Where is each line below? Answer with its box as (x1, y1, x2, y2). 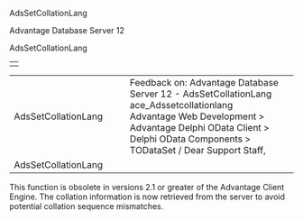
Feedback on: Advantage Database (129, 77, 280, 88)
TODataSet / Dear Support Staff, (129, 144, 266, 156)
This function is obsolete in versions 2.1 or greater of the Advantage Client (9, 182, 285, 192)
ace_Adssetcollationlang (129, 99, 234, 111)
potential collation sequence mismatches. (9, 201, 164, 211)
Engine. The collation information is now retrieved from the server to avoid (9, 191, 286, 202)
